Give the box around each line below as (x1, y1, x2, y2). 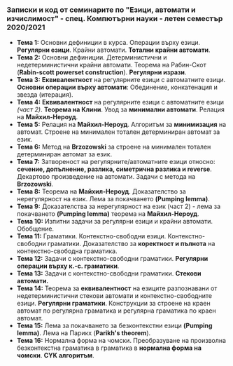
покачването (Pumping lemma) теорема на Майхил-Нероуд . (16, 210, 200, 218)
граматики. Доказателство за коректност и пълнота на (47, 240, 216, 248)
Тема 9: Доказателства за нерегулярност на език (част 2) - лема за (16, 202, 221, 211)
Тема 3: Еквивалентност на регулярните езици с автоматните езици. (16, 76, 226, 84)
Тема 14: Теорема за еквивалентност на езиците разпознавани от (16, 284, 218, 292)
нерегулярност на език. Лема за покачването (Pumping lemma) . (16, 195, 211, 203)
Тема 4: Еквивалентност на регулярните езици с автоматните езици (16, 98, 225, 107)
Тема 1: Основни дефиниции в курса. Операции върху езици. (16, 39, 201, 47)
